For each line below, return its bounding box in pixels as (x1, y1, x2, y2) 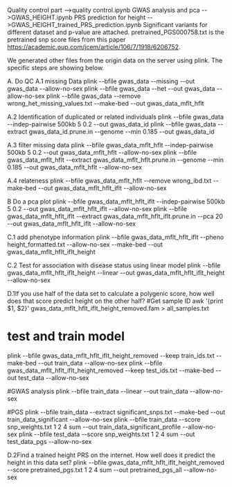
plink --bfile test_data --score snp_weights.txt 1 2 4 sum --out (18, 430, 195, 438)
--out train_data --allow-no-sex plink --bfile (37, 358, 163, 367)
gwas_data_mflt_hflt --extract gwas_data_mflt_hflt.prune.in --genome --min (7, 156, 224, 164)
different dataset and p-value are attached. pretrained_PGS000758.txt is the (7, 28, 225, 36)
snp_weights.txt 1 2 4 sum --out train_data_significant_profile (7, 422, 181, 431)
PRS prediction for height (73, 13, 146, 22)
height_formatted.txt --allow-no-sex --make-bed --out (7, 240, 163, 249)
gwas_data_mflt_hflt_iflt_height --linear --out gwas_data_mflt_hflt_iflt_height (7, 269, 225, 276)
